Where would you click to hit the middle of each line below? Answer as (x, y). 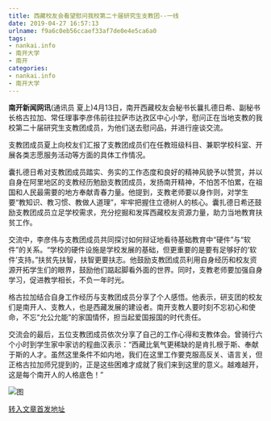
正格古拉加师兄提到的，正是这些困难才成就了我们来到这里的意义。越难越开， (135, 365)
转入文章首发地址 (37, 409)
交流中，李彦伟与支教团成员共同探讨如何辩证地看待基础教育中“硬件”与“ (126, 240)
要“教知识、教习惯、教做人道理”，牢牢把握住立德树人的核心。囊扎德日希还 (132, 202)
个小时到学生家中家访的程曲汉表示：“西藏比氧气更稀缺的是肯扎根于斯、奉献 (134, 344)
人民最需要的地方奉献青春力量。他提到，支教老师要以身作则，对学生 (135, 192)
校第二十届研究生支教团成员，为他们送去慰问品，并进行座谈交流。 (118, 127)
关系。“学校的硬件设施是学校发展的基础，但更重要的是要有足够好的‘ (138, 249)
